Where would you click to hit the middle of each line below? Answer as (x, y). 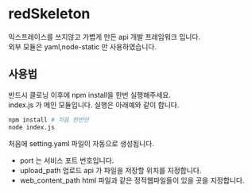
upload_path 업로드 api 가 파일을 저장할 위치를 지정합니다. (110, 170)
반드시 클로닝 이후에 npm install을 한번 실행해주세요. (89, 95)
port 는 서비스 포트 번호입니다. (67, 160)
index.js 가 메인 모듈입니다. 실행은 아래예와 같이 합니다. (94, 105)
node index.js (32, 127)
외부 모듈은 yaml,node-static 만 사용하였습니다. (83, 46)
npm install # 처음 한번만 (49, 120)
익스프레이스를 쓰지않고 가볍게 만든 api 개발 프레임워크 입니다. (105, 37)
